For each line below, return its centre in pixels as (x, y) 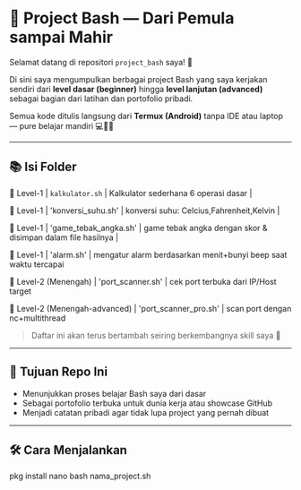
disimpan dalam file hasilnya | (64, 237)
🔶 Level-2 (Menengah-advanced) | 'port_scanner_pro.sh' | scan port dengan (150, 308)
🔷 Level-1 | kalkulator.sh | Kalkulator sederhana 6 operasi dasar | (131, 193)
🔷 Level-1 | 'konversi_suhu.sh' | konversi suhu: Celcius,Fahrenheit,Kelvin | (145, 211)
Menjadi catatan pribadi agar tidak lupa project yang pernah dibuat (146, 412)
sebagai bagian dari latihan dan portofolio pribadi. (101, 99)
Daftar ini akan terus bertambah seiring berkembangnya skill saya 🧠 (156, 335)
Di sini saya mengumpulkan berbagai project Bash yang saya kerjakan (138, 79)
